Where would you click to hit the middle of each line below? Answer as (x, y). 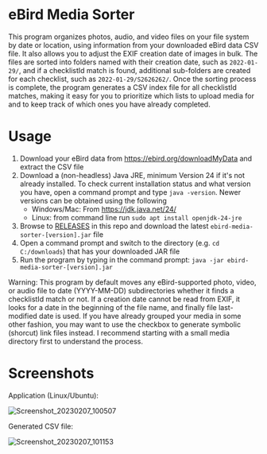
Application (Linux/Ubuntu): (54, 395)
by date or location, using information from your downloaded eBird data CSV (133, 45)
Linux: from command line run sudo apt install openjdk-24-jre (137, 217)
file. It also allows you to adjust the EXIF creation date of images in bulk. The (133, 53)
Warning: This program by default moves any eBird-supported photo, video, (132, 282)
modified (23, 316)
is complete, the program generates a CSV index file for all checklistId (122, 87)
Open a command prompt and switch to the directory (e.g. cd (120, 243)
